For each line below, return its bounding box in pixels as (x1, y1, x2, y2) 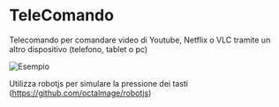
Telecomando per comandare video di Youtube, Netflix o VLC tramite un (9, 34, 271, 45)
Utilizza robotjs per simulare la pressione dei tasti (9, 78, 188, 88)
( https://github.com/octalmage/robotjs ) (9, 88, 152, 98)
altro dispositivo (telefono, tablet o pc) (9, 43, 148, 54)
